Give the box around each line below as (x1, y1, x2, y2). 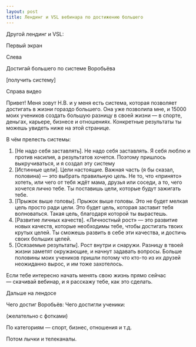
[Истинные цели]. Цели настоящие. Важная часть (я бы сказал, (14, 166, 175, 173)
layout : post (6, 8, 38, 15)
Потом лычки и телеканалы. (6, 335, 77, 342)
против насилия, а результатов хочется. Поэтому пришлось (14, 153, 166, 160)
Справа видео (6, 87, 42, 95)
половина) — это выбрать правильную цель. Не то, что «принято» (14, 172, 182, 179)
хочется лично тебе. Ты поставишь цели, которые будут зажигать (14, 184, 181, 192)
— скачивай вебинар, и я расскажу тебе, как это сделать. (6, 278, 153, 285)
